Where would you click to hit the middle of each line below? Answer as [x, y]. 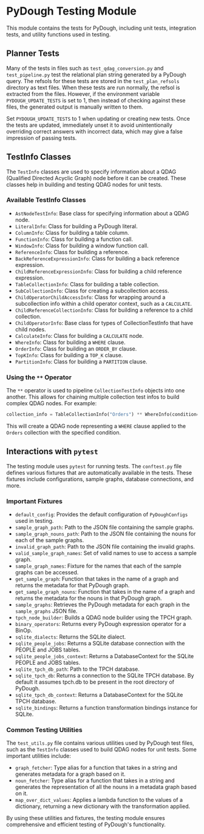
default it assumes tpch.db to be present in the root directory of [95, 682]
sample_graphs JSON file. [46, 611]
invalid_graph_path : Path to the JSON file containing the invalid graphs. [105, 546]
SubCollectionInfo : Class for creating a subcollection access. [92, 291]
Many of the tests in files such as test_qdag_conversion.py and [85, 68]
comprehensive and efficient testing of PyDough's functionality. [86, 825]
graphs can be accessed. [47, 573]
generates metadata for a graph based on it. [70, 774]
